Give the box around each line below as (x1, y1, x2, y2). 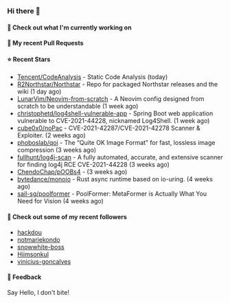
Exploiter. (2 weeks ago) (16, 131, 86, 139)
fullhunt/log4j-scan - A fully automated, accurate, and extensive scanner (16, 153, 223, 161)
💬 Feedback (7, 273, 42, 281)
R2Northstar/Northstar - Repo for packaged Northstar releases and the (16, 80, 218, 89)
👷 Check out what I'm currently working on (7, 23, 132, 32)
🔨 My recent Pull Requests (7, 39, 84, 47)
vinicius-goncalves (16, 257, 71, 265)
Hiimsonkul (16, 250, 49, 258)
